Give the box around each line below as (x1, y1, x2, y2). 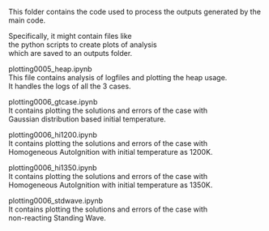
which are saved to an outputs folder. (8, 49, 133, 58)
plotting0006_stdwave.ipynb (8, 196, 104, 205)
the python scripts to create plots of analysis (8, 40, 157, 49)
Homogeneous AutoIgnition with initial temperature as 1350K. (8, 180, 213, 190)
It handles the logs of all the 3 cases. (8, 81, 131, 91)
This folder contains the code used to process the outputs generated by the (8, 7, 262, 16)
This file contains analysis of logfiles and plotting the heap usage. (8, 73, 228, 82)
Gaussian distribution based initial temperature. (8, 114, 166, 124)
